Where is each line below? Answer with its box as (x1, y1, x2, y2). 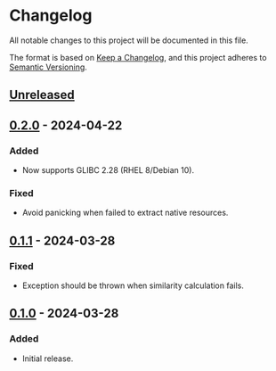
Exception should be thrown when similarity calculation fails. (21, 280, 245, 291)
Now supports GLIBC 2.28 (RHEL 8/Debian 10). (21, 165, 194, 176)
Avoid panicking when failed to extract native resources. (21, 207, 229, 218)
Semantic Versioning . (9, 62, 87, 72)
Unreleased (9, 87, 76, 103)
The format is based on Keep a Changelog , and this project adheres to (9, 52, 267, 62)
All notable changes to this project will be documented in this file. (9, 35, 249, 45)
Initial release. (21, 353, 74, 364)
